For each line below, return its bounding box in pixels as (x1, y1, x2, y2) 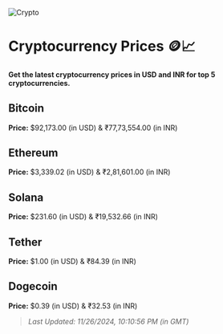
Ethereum (8, 145, 59, 160)
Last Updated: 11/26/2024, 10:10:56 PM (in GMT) (27, 316, 189, 326)
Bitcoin (8, 101, 45, 116)
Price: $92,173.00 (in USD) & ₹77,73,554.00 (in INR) (8, 123, 178, 132)
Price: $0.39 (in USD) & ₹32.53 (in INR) (8, 301, 138, 311)
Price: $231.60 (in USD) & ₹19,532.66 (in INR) (8, 212, 159, 222)
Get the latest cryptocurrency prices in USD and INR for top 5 (8, 69, 216, 79)
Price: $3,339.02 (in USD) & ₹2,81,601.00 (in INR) (8, 167, 171, 177)
